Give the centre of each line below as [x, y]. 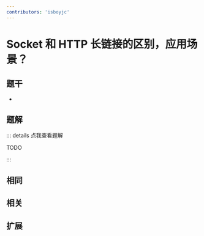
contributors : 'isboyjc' [38, 12]
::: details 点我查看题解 [35, 136]
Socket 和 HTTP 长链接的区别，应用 [96, 44]
